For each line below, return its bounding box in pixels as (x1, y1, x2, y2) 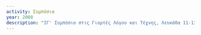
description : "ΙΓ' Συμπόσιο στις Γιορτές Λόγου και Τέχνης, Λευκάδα (6, 20, 181, 26)
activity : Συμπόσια (6, 8, 55, 15)
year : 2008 (6, 14, 33, 20)
